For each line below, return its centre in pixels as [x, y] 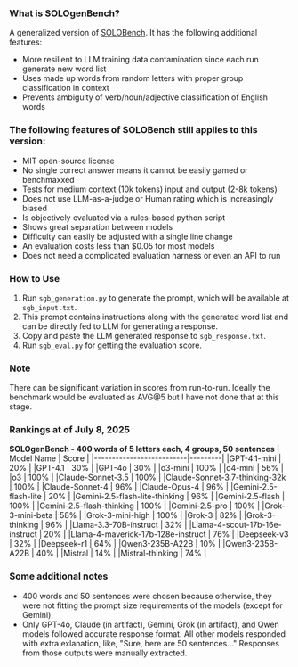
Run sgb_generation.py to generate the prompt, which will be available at [155, 298]
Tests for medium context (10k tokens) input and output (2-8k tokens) [149, 189]
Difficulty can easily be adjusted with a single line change [127, 236]
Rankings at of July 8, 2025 [70, 430]
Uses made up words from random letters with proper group [133, 78]
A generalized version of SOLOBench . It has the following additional [133, 33]
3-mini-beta [31, 515]
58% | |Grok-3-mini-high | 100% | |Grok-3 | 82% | [150, 515]
